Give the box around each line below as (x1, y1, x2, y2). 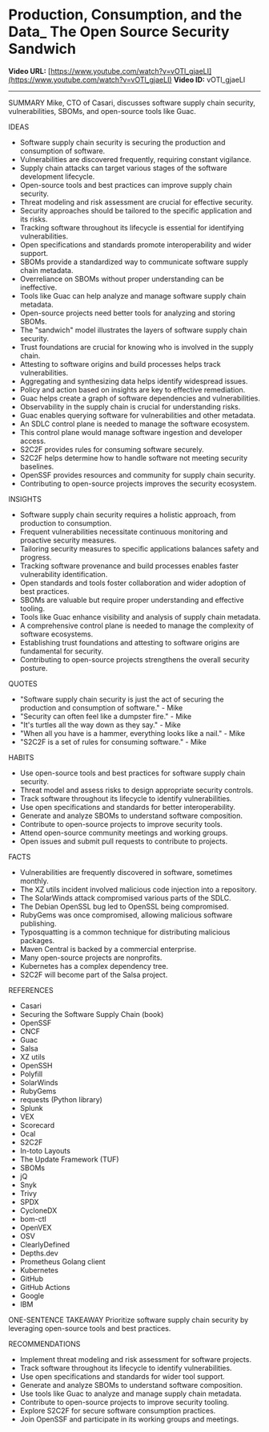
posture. (19, 663, 48, 673)
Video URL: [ (8, 66, 51, 75)
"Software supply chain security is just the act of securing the (19, 694, 224, 704)
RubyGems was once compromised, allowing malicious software (19, 909, 233, 920)
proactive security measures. (19, 535, 117, 545)
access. (19, 436, 46, 445)
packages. (19, 935, 55, 945)
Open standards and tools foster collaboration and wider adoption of (19, 578, 247, 588)
